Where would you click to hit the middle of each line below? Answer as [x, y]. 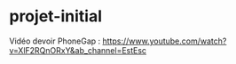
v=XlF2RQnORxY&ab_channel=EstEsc [78, 50]
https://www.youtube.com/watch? [165, 41]
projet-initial [55, 16]
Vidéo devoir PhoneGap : [55, 41]
